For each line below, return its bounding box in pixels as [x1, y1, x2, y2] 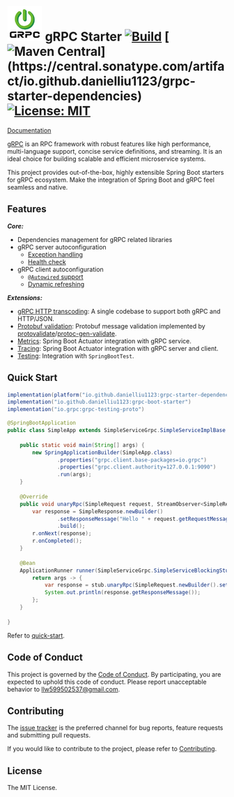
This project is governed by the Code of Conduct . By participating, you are [7, 670, 221, 678]
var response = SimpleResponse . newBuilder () [32, 508, 164, 515]
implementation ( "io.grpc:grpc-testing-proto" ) [7, 406, 145, 413]
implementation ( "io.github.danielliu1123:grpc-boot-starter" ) [7, 398, 192, 405]
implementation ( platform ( [7, 391, 82, 398]
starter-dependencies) [7, 88, 143, 104]
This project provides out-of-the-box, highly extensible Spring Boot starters [7, 168, 224, 176]
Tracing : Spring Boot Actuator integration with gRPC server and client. [17, 344, 219, 352]
